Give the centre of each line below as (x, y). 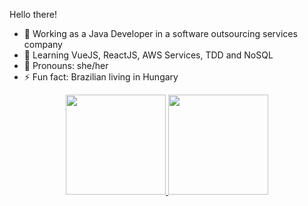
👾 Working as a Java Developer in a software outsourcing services (160, 33)
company (43, 44)
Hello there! (33, 14)
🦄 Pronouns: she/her (66, 65)
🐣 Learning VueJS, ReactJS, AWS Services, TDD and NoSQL (148, 55)
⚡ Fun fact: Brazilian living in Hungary (101, 77)
